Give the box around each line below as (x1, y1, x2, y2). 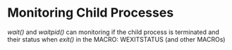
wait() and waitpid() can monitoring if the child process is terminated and (7, 28, 220, 36)
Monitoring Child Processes (7, 5, 174, 21)
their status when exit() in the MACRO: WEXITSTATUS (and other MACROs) (7, 35, 226, 43)
